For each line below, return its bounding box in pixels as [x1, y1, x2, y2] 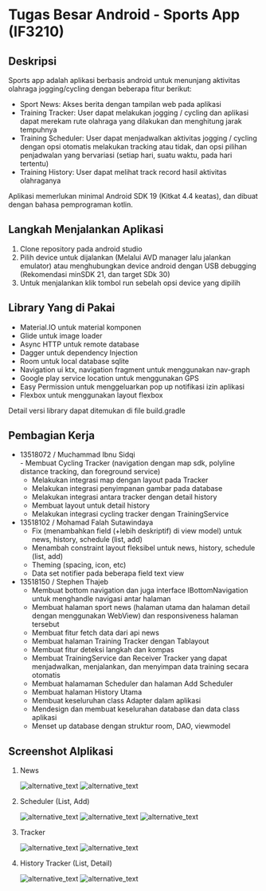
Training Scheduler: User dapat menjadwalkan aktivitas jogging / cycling [19, 133, 257, 143]
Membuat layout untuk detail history [31, 501, 150, 510]
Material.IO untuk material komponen [19, 322, 142, 332]
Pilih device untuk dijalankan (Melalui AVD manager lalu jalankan [19, 252, 231, 262]
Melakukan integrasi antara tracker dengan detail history [31, 493, 217, 502]
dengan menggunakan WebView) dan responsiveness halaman [31, 611, 239, 620]
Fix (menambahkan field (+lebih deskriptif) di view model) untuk [31, 526, 242, 536]
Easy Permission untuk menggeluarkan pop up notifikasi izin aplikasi [19, 382, 245, 391]
